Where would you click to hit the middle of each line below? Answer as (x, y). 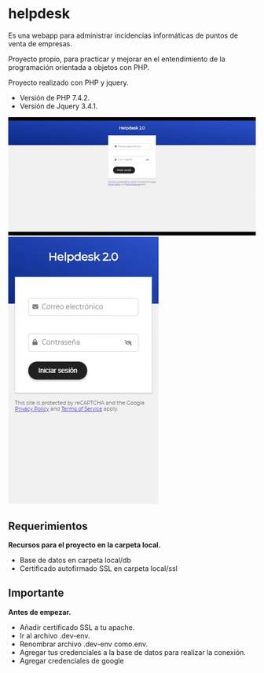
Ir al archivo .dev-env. (55, 635)
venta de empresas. (40, 43)
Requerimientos (48, 526)
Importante (36, 593)
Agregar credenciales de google (71, 660)
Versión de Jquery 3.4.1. (59, 106)
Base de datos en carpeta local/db (75, 560)
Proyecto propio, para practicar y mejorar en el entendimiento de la (117, 59)
